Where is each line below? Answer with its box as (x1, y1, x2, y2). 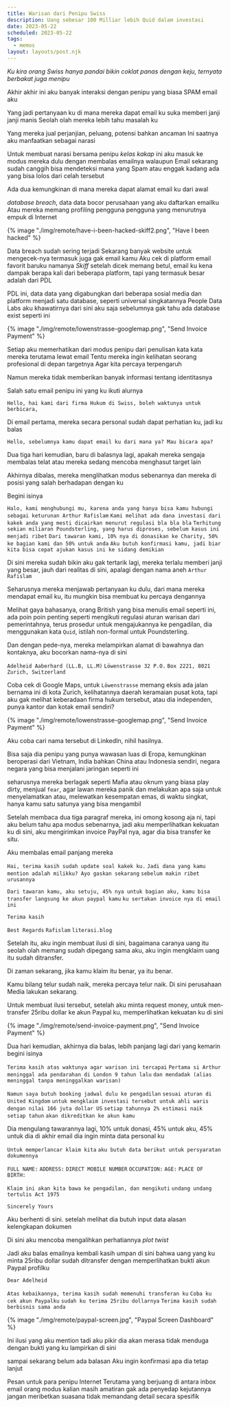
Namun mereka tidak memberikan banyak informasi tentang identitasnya (7, 373, 213, 381)
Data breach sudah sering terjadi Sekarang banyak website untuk (7, 247, 192, 255)
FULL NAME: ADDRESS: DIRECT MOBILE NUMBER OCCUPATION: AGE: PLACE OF (7, 1166, 204, 1173)
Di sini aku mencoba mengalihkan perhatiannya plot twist (7, 1235, 169, 1244)
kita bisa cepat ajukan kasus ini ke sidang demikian (7, 546, 165, 553)
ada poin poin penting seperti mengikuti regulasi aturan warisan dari (7, 612, 200, 621)
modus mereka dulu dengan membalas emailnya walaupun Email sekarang (7, 157, 218, 165)
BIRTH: (7, 1171, 26, 1179)
